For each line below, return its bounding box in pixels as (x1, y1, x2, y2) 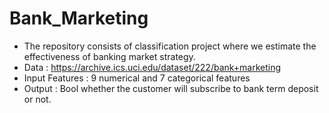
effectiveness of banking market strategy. (23, 50, 196, 62)
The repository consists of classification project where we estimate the (23, 40, 317, 52)
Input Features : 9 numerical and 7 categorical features (23, 72, 251, 84)
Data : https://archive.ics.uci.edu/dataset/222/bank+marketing (23, 61, 282, 73)
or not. (23, 93, 52, 105)
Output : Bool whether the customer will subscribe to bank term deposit (23, 82, 319, 94)
